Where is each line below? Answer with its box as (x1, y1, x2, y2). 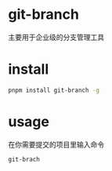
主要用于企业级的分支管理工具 (8, 32, 104, 42)
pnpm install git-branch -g (8, 86, 100, 94)
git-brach (8, 155, 41, 163)
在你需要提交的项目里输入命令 (8, 140, 104, 149)
